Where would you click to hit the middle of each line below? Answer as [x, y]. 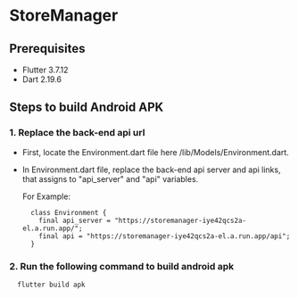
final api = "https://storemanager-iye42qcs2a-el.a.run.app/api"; [165, 236]
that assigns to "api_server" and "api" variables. [110, 178]
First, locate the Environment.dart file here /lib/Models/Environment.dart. [156, 152]
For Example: [46, 196]
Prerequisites [47, 49]
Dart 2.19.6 [42, 79]
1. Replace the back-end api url [77, 133]
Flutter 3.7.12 [45, 70]
